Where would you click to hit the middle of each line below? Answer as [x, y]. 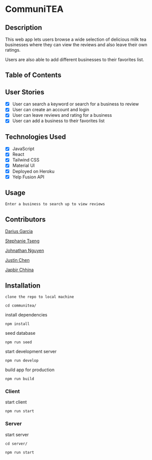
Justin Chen [17, 260]
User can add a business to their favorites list [58, 121]
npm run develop [22, 361]
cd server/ [16, 444]
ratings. [13, 50]
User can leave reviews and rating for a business [62, 115]
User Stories [25, 92]
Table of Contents [33, 75]
